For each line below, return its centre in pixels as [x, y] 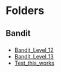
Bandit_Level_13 [34, 56]
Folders [25, 11]
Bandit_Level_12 [34, 50]
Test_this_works [34, 63]
